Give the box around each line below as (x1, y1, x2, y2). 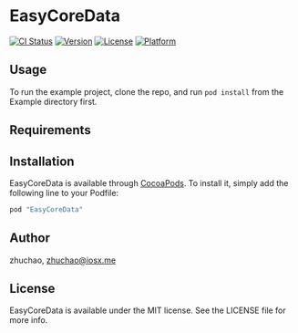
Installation (9, 153, 75, 169)
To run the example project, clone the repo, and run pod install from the (9, 86, 284, 97)
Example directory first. (9, 96, 98, 107)
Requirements (9, 122, 91, 138)
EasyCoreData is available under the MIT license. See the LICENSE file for (9, 305, 286, 316)
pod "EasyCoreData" (9, 204, 84, 214)
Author (9, 230, 50, 246)
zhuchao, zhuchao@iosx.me (9, 255, 117, 265)
